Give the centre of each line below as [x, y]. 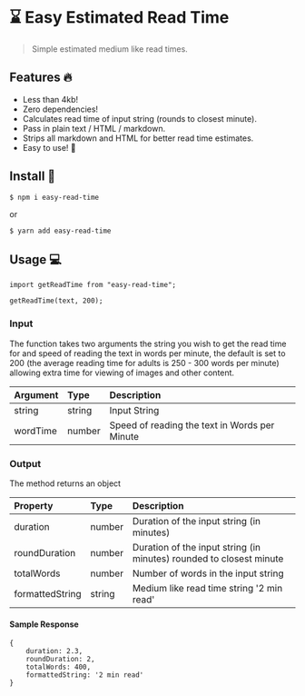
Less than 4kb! [50, 99]
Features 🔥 [41, 78]
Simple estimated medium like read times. [109, 49]
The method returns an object [65, 483]
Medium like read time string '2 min [207, 588]
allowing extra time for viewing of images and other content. [122, 373]
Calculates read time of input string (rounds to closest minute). [139, 118]
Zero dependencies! [60, 109]
